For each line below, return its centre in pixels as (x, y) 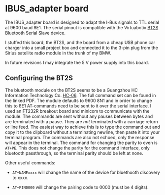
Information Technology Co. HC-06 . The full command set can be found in (81, 95)
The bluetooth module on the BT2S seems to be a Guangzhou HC (71, 90)
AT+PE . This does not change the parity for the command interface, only (78, 148)
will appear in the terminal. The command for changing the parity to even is (81, 143)
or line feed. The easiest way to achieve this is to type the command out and (82, 127)
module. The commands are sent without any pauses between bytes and (79, 116)
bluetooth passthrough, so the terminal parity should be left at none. (74, 153)
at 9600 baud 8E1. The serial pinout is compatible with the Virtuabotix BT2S (82, 27)
